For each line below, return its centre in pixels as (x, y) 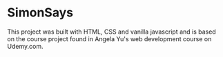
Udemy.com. (25, 46)
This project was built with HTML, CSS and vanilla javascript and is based (111, 32)
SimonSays (40, 13)
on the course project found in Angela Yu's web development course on (109, 38)
